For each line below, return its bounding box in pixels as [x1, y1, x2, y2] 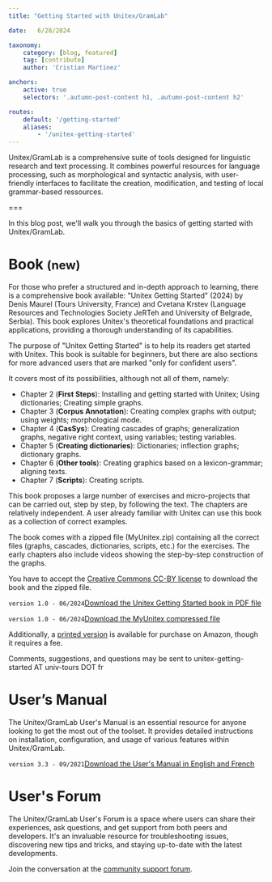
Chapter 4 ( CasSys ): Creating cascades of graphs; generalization [19, 424, 240, 434]
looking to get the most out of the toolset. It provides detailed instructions [8, 726, 253, 736]
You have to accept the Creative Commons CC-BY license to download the [8, 574, 258, 583]
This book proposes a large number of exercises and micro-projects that [8, 491, 251, 501]
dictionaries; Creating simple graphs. [19, 398, 144, 408]
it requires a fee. [8, 638, 63, 648]
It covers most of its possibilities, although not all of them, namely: [8, 374, 229, 384]
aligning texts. [19, 467, 67, 477]
